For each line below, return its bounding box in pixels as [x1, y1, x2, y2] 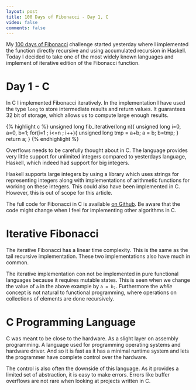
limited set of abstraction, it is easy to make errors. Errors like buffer [6, 371, 170, 378]
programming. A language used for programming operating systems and [6, 341, 181, 348]
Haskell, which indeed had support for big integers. [6, 159, 130, 167]
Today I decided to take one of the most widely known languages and [6, 53, 174, 60]
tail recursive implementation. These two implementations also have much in [6, 253, 191, 260]
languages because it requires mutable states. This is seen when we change [6, 277, 190, 284]
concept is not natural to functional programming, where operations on [6, 289, 177, 296]
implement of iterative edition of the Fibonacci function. [6, 60, 140, 67]
